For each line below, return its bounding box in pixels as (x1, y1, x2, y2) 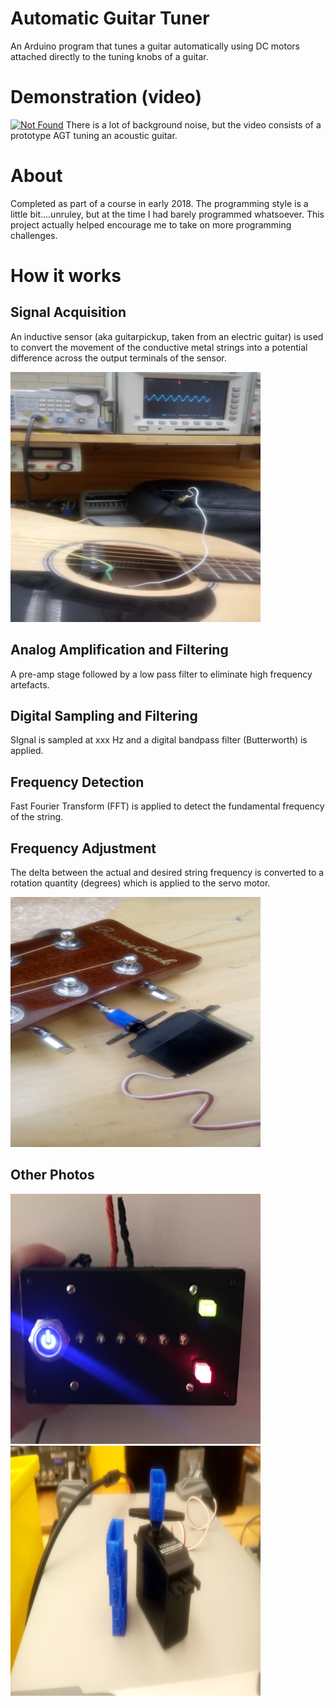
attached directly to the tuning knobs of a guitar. (10, 50, 209, 62)
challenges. (10, 229, 58, 241)
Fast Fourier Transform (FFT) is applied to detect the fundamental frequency (10, 800, 325, 812)
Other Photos (10, 1167, 95, 1184)
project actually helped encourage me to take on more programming (10, 218, 292, 231)
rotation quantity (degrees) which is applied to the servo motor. (10, 877, 271, 889)
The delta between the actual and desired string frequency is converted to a (10, 867, 325, 879)
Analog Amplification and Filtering (10, 642, 229, 659)
